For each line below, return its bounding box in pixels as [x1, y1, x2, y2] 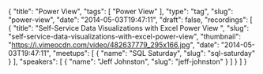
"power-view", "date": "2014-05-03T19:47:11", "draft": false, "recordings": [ [8, 15, 253, 24]
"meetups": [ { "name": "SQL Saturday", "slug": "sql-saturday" [52, 49, 255, 57]
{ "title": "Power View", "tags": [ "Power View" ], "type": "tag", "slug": [8, 7, 234, 16]
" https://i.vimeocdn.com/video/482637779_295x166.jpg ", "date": [8, 40, 220, 50]
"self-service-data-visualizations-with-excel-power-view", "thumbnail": [8, 31, 242, 41]
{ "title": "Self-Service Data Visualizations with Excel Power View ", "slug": [8, 24, 250, 32]
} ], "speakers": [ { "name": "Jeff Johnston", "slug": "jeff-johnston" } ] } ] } [8, 57, 247, 66]
